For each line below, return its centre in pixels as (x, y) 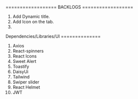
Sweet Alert (24, 61)
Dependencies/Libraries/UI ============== (53, 36)
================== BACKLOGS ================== (69, 7)
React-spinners (28, 51)
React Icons (25, 56)
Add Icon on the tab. (33, 22)
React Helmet (26, 87)
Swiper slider (26, 82)
